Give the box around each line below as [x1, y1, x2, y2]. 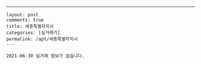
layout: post [6, 12, 39, 18]
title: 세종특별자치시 [6, 23, 54, 29]
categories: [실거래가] [6, 30, 60, 36]
